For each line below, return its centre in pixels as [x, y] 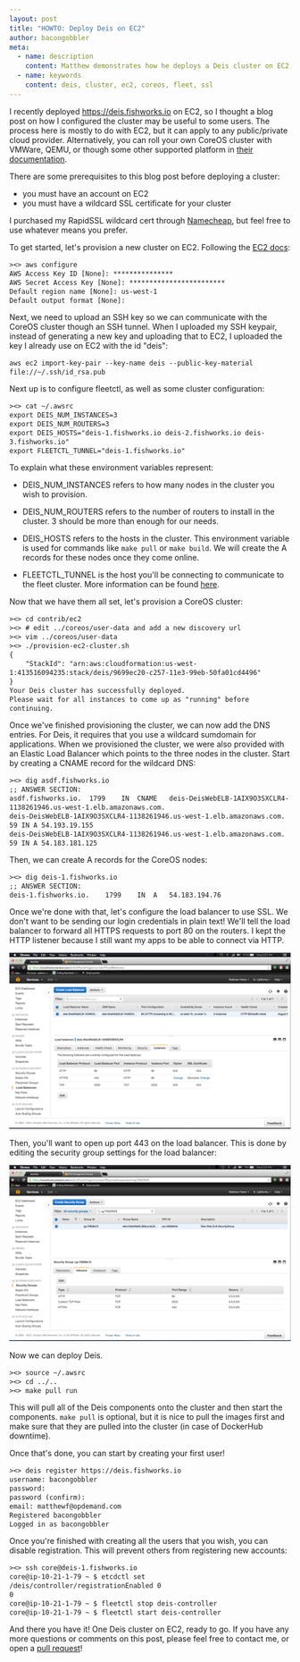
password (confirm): [48, 1497]
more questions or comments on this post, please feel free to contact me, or [150, 1638]
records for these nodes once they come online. [110, 557]
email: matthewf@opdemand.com [66, 1506]
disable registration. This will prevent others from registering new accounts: [148, 1550]
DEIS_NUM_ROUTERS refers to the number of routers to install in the [148, 511]
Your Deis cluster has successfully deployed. [97, 690]
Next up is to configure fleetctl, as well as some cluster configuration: [137, 388]
